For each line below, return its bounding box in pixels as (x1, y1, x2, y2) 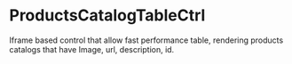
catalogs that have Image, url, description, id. (9, 44, 175, 54)
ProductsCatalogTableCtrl (9, 5, 206, 26)
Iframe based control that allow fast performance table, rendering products (9, 35, 284, 45)
